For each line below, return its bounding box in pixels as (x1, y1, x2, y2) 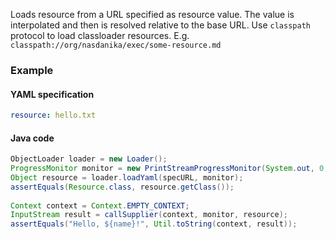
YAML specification (10, 88, 95, 100)
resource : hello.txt (10, 110, 97, 121)
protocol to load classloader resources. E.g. (10, 30, 190, 41)
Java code (10, 132, 55, 144)
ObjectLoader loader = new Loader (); (10, 154, 168, 164)
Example (10, 63, 54, 77)
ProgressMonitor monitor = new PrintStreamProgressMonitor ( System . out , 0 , (10, 164, 329, 174)
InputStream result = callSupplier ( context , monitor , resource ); (10, 210, 288, 220)
